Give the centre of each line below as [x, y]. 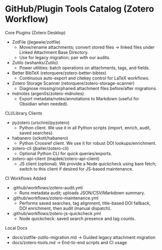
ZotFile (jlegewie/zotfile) [36, 42]
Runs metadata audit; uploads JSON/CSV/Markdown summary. [82, 193]
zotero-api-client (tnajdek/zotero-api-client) [56, 158]
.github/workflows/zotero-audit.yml [47, 187]
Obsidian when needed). [44, 104]
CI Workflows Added [26, 178]
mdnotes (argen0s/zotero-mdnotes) [48, 94]
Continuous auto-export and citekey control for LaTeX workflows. [84, 78]
